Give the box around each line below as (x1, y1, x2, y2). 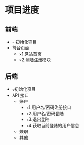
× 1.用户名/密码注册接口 (26, 104, 71, 110)
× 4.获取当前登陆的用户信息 (26, 122, 80, 128)
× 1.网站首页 (19, 51, 42, 57)
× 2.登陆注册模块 (19, 57, 51, 63)
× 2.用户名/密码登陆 (26, 110, 64, 116)
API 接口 (12, 92, 29, 98)
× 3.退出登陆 (26, 116, 50, 122)
